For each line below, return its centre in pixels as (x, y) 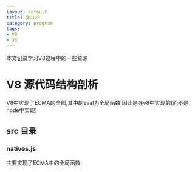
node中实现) (22, 110)
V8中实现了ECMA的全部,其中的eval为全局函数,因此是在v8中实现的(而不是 (97, 102)
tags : (13, 29)
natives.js (21, 149)
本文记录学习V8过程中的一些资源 (47, 58)
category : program (29, 23)
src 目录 (22, 131)
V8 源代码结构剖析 (52, 85)
